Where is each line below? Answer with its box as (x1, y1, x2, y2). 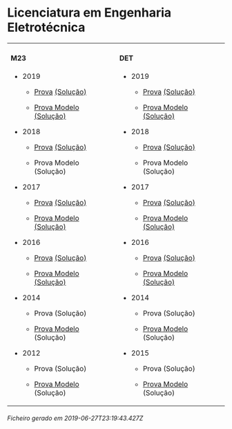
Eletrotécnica (7, 19, 86, 35)
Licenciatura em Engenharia (7, 5, 172, 21)
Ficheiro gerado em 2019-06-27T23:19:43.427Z (7, 414, 144, 423)
